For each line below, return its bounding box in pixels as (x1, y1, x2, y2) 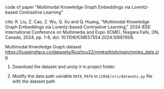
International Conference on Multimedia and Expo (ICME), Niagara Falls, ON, (5, 29, 160, 35)
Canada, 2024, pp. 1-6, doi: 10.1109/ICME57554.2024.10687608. (5, 34, 135, 40)
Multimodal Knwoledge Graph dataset (5, 44, 82, 49)
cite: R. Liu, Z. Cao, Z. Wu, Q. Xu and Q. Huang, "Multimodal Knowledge (5, 19, 150, 24)
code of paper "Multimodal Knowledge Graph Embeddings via (5, 4, 131, 10)
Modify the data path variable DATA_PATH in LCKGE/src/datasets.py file (12, 73, 153, 79)
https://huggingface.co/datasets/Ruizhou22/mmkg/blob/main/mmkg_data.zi (5, 49, 159, 55)
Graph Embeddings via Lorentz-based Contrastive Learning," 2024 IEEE (5, 24, 151, 30)
